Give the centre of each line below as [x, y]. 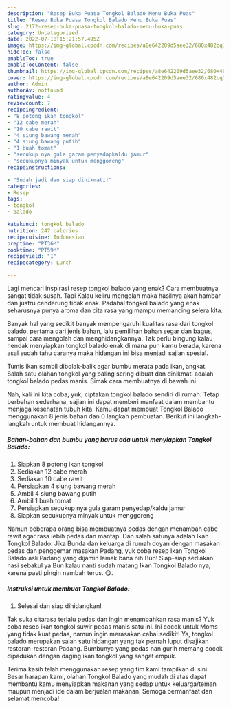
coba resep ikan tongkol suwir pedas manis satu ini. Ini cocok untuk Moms [112, 626]
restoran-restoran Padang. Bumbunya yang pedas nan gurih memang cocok [115, 648]
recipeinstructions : [37, 167]
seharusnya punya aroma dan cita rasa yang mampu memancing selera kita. [115, 310]
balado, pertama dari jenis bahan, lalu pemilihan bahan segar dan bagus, [110, 331]
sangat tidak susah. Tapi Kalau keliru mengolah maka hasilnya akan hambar [114, 296]
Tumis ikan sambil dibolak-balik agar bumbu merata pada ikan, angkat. [107, 366]
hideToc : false [29, 52]
